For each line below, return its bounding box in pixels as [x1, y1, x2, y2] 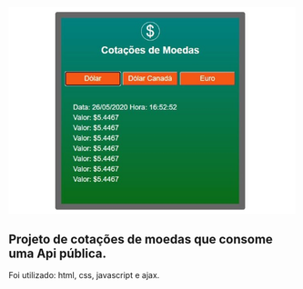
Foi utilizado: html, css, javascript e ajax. [8, 270, 160, 281]
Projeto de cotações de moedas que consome [8, 231, 274, 247]
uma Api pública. [8, 245, 106, 261]
